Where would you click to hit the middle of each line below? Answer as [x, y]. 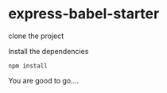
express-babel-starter [84, 14]
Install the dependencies [49, 51]
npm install [28, 66]
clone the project [36, 36]
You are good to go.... [44, 80]
